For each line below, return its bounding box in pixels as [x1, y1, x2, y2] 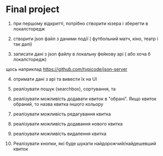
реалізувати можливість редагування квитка [13, 111, 111, 117]
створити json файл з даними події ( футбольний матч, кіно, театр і [13, 36, 158, 42]
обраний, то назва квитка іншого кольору [13, 101, 104, 107]
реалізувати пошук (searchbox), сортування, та [13, 85, 116, 92]
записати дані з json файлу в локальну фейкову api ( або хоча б [13, 51, 151, 57]
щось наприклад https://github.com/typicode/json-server [6, 66, 127, 72]
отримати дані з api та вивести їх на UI [13, 76, 97, 82]
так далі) [13, 41, 32, 47]
